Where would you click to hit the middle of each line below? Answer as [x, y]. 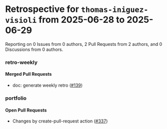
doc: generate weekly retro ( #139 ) [47, 85]
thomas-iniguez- [114, 10]
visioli [21, 21]
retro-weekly [21, 62]
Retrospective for [42, 9]
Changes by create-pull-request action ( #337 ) [60, 121]
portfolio [16, 98]
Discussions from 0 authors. [34, 49]
